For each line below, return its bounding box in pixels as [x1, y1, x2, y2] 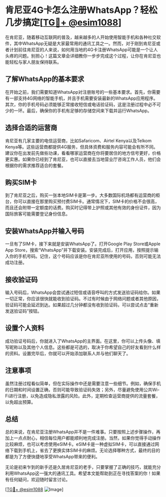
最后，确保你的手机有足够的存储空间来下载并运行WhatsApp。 [26, 108, 152, 113]
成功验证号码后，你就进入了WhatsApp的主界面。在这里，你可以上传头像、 [5, 338, 157, 344]
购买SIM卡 [5, 178, 37, 186]
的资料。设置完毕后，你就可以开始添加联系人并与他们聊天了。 [5, 350, 131, 356]
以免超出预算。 [5, 399, 36, 405]
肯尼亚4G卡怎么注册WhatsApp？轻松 [5, 4, 158, 16]
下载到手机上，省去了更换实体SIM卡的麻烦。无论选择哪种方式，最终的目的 [9, 447, 161, 453]
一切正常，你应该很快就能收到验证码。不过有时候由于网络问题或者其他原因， [5, 296, 161, 301]
